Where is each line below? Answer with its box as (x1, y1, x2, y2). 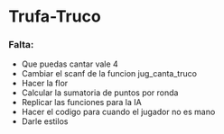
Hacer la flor (21, 78, 69, 89)
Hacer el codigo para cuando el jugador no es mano (21, 106, 216, 118)
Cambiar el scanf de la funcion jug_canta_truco (21, 68, 198, 79)
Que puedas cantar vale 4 (21, 58, 118, 69)
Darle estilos (21, 116, 69, 127)
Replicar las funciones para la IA (21, 97, 142, 108)
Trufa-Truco (8, 6, 101, 27)
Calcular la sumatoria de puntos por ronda (21, 87, 179, 98)
